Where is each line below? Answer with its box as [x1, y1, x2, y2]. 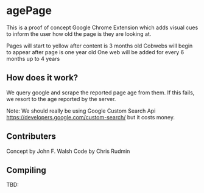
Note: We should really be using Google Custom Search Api [6, 107, 156, 114]
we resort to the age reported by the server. [6, 95, 116, 102]
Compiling [6, 165, 47, 175]
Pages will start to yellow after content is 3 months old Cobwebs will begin [6, 42, 193, 49]
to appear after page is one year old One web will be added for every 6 [6, 48, 185, 55]
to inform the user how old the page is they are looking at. [6, 30, 152, 37]
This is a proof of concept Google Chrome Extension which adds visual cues [6, 24, 199, 31]
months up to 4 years [6, 55, 60, 62]
